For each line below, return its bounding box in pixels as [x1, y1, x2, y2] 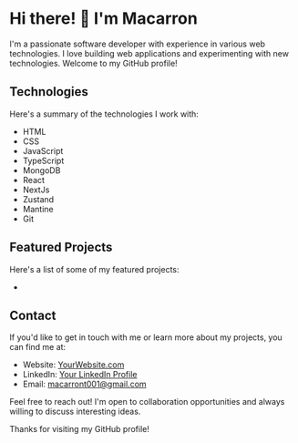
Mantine [22, 203, 54, 214]
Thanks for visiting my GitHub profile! [9, 424, 150, 435]
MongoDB [22, 164, 61, 176]
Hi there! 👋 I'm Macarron [9, 8, 198, 29]
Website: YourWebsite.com [22, 359, 125, 370]
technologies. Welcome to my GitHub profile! [9, 57, 178, 68]
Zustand [22, 193, 55, 204]
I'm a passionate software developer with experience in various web [9, 38, 266, 49]
